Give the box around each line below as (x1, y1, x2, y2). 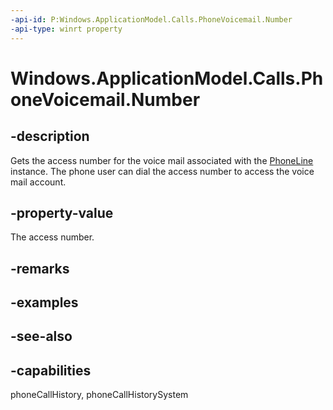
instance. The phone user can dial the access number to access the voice (10, 165, 315, 177)
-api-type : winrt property (10, 24, 123, 34)
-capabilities (10, 362, 92, 379)
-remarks (10, 260, 70, 277)
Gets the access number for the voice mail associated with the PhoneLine (10, 154, 314, 166)
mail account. (10, 176, 67, 188)
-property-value (10, 204, 114, 221)
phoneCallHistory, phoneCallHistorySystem (10, 389, 189, 401)
